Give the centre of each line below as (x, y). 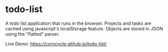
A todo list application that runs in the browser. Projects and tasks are (78, 23)
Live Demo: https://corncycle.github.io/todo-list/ (56, 43)
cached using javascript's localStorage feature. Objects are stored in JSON (84, 28)
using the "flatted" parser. (32, 34)
